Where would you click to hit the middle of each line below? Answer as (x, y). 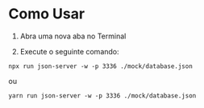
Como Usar (47, 14)
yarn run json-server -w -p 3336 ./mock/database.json (102, 96)
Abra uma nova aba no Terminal (73, 36)
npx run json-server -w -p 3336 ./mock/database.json (101, 66)
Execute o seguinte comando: (69, 51)
